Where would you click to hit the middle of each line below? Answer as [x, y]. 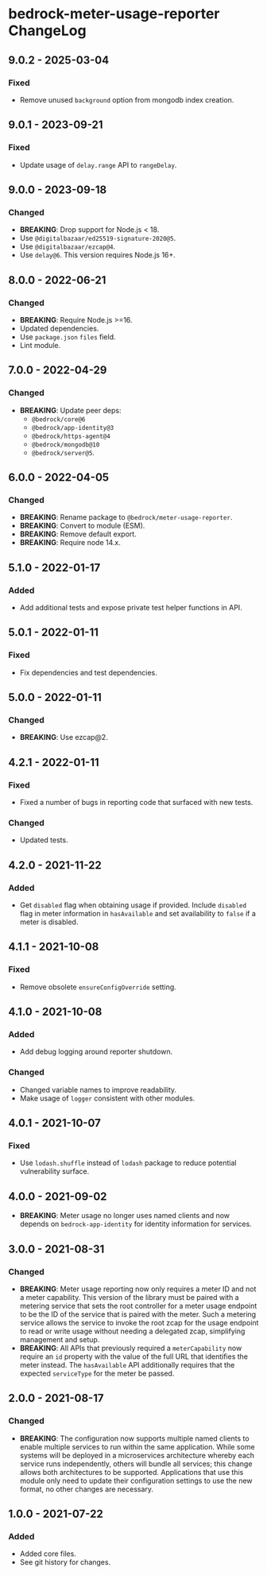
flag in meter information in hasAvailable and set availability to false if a [138, 914]
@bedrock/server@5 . [63, 452]
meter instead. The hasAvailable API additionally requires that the [127, 1364]
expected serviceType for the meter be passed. [97, 1373]
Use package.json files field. [68, 337]
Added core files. [48, 1554]
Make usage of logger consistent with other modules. [107, 1098]
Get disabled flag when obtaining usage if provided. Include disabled [133, 905]
